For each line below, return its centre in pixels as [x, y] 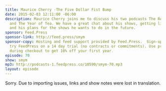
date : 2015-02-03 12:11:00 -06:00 [41, 14]
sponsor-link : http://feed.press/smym [45, 37]
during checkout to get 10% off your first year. [62, 51]
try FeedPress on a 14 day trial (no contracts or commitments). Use [83, 46]
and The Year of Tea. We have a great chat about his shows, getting [83, 23]
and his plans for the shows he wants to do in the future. [73, 28]
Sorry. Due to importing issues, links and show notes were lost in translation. [83, 83]
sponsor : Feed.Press [26, 32]
